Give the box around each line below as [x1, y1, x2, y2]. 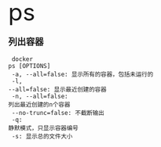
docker [11, 56, 34, 63]
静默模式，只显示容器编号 [8, 124, 79, 132]
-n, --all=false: [11, 92, 68, 100]
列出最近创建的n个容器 [8, 101, 71, 109]
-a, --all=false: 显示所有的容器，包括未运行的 [11, 70, 154, 78]
